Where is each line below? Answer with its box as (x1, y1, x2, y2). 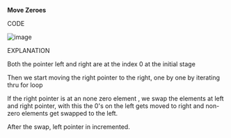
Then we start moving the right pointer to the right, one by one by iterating (7, 73, 221, 82)
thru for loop (7, 81, 43, 89)
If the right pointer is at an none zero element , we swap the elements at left (7, 94, 224, 102)
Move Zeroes (7, 6, 47, 14)
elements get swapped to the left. (22, 109, 118, 117)
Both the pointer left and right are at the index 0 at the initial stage (7, 60, 196, 68)
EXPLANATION (7, 47, 50, 54)
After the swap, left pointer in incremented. (7, 123, 130, 131)
